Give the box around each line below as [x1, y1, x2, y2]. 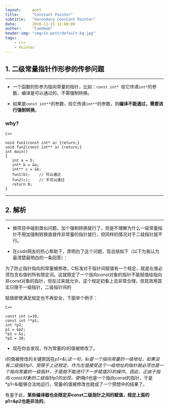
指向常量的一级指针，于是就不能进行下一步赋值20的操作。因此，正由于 [9, 368, 156, 374]
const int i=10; [5, 313, 39, 319]
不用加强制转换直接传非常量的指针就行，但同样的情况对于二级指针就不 [17, 231, 162, 237]
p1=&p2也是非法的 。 [5, 398, 48, 404]
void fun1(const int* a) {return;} [5, 140, 80, 145]
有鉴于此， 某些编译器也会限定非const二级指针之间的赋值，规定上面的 [5, 391, 150, 398]
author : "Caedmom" [5, 26, 53, 31]
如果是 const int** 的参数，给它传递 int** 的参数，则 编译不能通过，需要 [12, 101, 159, 107]
